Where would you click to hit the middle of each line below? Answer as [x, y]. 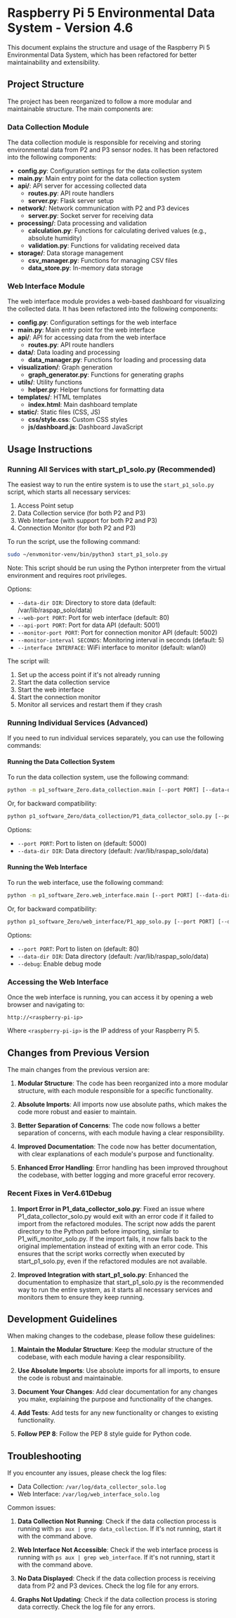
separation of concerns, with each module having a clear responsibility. [121, 1133]
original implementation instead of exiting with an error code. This [113, 1246]
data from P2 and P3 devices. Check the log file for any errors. [108, 1586]
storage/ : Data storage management [71, 253]
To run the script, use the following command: [74, 542]
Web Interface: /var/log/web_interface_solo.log [88, 1494]
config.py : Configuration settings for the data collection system [110, 171]
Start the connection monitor [59, 697]
